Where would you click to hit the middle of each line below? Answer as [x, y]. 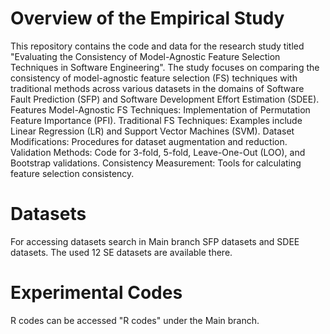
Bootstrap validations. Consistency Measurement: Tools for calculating [156, 163]
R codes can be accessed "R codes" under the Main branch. [135, 320]
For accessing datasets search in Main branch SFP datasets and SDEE [155, 241]
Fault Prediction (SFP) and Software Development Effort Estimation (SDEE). [165, 99]
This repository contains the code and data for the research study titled [157, 46]
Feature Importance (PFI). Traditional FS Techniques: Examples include [156, 120]
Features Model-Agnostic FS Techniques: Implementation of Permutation [160, 109]
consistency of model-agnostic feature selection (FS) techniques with [154, 78]
